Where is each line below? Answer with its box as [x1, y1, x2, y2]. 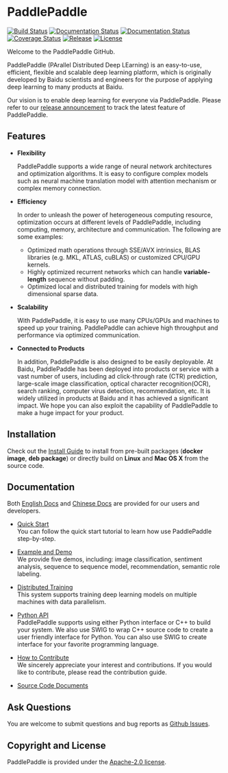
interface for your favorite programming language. [16, 640, 159, 649]
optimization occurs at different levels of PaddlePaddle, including [16, 218, 201, 226]
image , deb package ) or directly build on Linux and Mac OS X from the [7, 454, 209, 462]
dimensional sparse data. [27, 289, 99, 298]
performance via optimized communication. [16, 331, 140, 339]
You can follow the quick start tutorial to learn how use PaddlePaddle [16, 527, 212, 536]
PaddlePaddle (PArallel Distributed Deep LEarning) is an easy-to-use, [7, 60, 202, 69]
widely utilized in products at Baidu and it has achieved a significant [16, 394, 209, 402]
